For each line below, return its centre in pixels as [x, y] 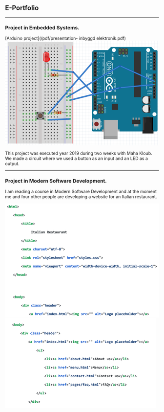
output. [12, 164]
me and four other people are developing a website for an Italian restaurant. [81, 197]
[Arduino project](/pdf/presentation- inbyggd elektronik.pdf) [65, 38]
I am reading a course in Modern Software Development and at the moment [81, 192]
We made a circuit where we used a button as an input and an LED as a [76, 159]
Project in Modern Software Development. [56, 181]
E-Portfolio [22, 8]
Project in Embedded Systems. [42, 27]
